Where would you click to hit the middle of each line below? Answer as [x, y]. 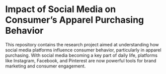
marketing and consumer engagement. [46, 66]
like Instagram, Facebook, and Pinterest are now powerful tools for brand [81, 60]
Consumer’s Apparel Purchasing [75, 20]
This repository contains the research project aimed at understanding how [82, 44]
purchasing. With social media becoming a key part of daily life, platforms [81, 55]
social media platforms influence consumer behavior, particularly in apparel [84, 50]
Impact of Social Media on [61, 9]
